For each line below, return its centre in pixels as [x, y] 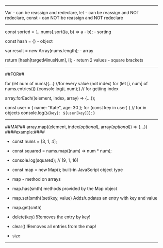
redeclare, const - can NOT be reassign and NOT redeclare [64, 18]
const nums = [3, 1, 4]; [34, 141]
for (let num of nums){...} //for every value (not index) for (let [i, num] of [76, 84]
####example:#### [25, 132]
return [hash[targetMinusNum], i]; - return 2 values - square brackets [74, 60]
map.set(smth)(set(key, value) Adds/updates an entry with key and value [85, 198]
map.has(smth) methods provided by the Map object [65, 189]
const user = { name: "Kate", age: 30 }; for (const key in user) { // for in [76, 107]
